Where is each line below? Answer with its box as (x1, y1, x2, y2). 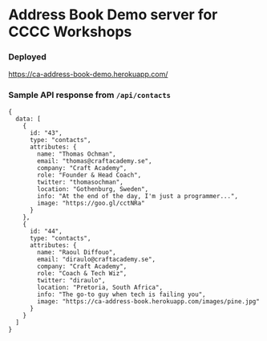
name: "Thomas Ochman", (37, 150, 116, 158)
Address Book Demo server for (8, 6, 218, 24)
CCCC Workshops (8, 22, 132, 41)
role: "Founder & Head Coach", (37, 171, 142, 179)
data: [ (15, 115, 42, 123)
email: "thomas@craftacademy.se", (37, 156, 152, 165)
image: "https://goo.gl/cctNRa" (37, 199, 146, 207)
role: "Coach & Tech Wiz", (37, 269, 127, 278)
